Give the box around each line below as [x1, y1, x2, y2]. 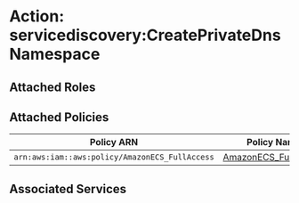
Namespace [9, 45, 101, 64]
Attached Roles [9, 79, 96, 94]
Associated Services [9, 181, 127, 197]
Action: [9, 6, 65, 27]
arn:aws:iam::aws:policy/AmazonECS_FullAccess [13, 152, 215, 162]
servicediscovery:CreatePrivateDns [9, 25, 282, 45]
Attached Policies [9, 110, 109, 125]
